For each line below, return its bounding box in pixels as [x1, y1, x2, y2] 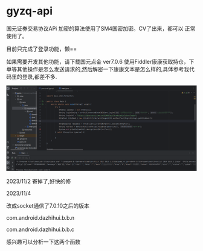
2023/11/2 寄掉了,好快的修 [6, 178, 71, 185]
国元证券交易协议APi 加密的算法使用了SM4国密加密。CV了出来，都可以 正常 [6, 25, 196, 32]
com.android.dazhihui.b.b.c [6, 226, 74, 233]
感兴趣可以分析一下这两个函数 [6, 238, 80, 245]
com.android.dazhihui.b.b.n [6, 214, 75, 221]
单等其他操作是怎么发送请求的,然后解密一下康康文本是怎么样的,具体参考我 [6, 65, 190, 73]
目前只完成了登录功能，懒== [6, 45, 77, 52]
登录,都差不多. [22, 73, 57, 80]
